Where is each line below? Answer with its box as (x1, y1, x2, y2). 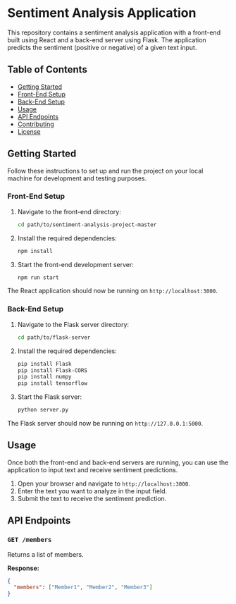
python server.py (17, 407, 69, 414)
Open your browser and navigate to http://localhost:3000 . (17, 479, 190, 488)
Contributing (17, 120, 54, 128)
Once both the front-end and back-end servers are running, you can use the (7, 458, 229, 467)
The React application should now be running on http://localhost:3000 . (7, 287, 218, 295)
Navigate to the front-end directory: (17, 207, 121, 216)
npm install (17, 247, 53, 254)
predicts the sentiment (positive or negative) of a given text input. (7, 43, 197, 51)
